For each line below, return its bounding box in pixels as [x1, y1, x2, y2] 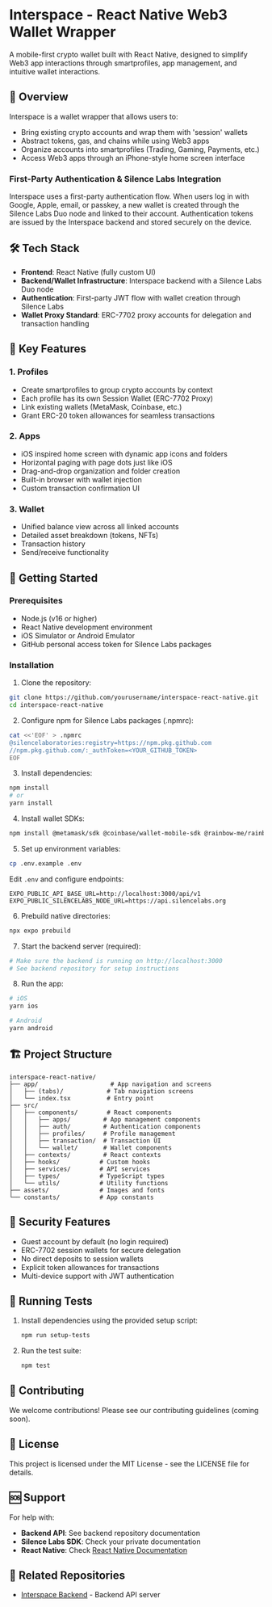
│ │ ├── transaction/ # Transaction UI [9, 1137, 161, 1145]
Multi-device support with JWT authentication [20, 1271, 174, 1281]
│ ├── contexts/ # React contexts [9, 1151, 161, 1159]
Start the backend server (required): [20, 941, 141, 951]
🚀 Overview [9, 90, 69, 104]
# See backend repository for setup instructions [9, 964, 180, 973]
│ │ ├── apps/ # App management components [9, 1115, 201, 1124]
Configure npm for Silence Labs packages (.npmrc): [20, 715, 195, 725]
